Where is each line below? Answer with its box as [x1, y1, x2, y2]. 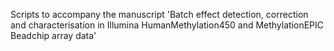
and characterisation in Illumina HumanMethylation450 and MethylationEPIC [10, 19, 325, 31]
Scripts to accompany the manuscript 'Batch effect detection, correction [10, 9, 309, 20]
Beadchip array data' [10, 30, 97, 41]
